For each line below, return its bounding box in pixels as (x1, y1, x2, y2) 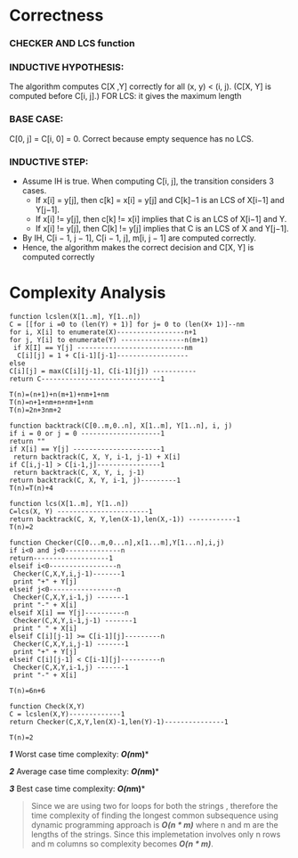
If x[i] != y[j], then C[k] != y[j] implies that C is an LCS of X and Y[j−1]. (35, 224, 289, 233)
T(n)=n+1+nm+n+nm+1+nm (9, 397, 93, 406)
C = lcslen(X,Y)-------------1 (9, 709, 125, 718)
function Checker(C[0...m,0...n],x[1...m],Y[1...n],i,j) (9, 538, 225, 547)
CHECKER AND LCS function (9, 37, 135, 50)
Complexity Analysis (9, 282, 166, 303)
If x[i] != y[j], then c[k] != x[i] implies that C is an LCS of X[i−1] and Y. (35, 214, 287, 224)
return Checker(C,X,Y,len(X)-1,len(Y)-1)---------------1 (9, 717, 229, 726)
